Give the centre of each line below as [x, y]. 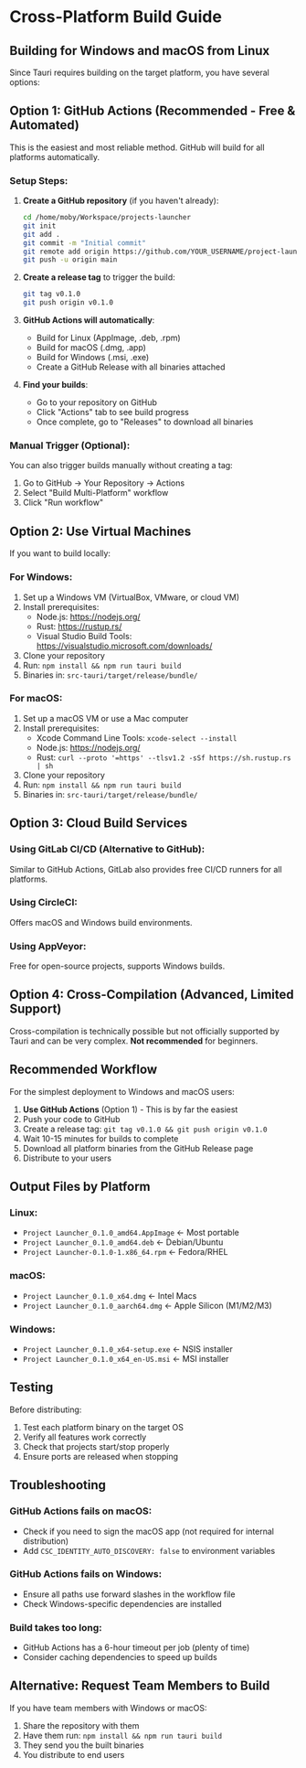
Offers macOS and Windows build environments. [101, 922]
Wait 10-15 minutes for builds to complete [100, 1138]
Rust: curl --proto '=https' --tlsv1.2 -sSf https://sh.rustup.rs [164, 757]
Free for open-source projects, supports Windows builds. [117, 966]
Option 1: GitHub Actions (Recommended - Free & [153, 111]
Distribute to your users [67, 1158]
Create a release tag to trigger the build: [99, 277]
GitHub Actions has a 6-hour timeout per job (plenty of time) [136, 1647]
